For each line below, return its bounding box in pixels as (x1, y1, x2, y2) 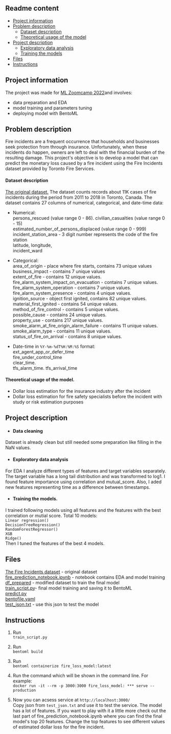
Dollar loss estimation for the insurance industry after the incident (12, 388, 151, 394)
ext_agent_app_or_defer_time (12, 348, 75, 354)
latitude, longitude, (12, 242, 53, 248)
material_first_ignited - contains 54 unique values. (12, 301, 118, 307)
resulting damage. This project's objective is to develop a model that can (5, 155, 158, 161)
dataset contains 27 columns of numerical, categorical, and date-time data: (5, 199, 164, 206)
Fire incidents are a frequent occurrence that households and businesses (5, 138, 160, 145)
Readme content (5, 4, 59, 13)
